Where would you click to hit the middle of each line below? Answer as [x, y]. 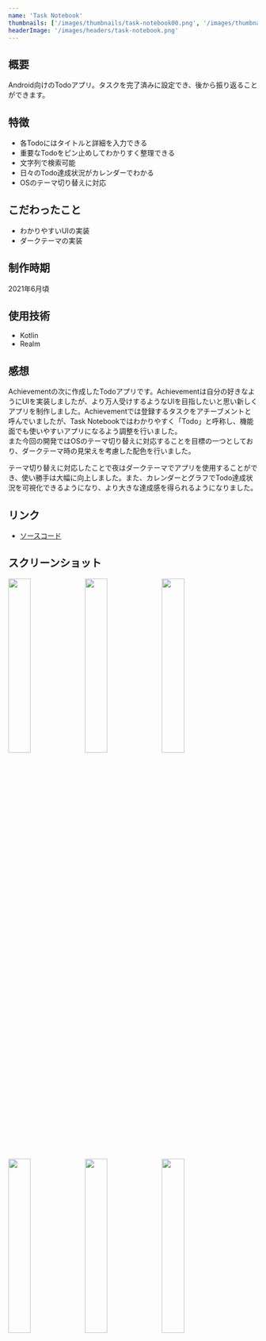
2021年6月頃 [29, 288]
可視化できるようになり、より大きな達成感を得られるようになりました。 [139, 488]
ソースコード [40, 536]
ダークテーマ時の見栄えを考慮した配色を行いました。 [108, 451]
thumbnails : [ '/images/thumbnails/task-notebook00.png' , [104, 23]
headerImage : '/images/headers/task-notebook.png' [93, 30]
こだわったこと [45, 210]
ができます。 [29, 95]
